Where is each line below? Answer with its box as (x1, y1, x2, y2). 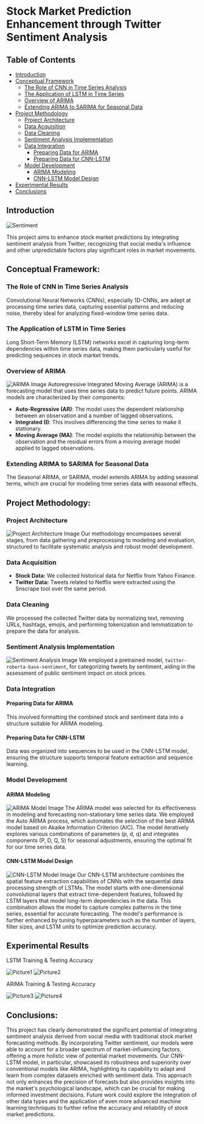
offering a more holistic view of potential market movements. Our (6, 1052, 169, 1060)
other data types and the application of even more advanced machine (6, 1098, 181, 1105)
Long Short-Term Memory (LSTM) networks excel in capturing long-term (6, 338, 189, 346)
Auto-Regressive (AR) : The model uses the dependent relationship (15, 405, 185, 413)
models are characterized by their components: (6, 394, 125, 401)
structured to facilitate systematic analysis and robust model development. (6, 543, 194, 551)
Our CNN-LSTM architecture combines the (77, 871, 185, 878)
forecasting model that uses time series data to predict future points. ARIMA (6, 387, 197, 395)
